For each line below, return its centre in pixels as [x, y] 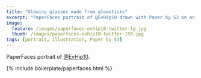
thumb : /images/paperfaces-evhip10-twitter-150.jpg [78, 34]
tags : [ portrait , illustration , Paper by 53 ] [64, 40]
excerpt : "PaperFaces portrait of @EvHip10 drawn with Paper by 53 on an [101, 17]
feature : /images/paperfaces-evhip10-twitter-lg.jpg [79, 28]
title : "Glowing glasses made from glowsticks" [67, 12]
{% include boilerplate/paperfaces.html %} [59, 68]
